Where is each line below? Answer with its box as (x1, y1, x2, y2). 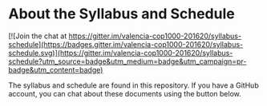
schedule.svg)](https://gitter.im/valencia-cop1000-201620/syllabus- (8, 48, 233, 57)
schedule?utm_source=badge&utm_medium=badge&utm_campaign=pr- (8, 57, 247, 66)
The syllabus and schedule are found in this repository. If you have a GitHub (8, 80, 259, 90)
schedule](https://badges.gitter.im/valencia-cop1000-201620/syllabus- (8, 39, 244, 49)
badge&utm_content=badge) (8, 65, 103, 74)
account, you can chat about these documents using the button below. (8, 88, 242, 98)
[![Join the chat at (8, 31, 67, 41)
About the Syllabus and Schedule (8, 5, 235, 23)
